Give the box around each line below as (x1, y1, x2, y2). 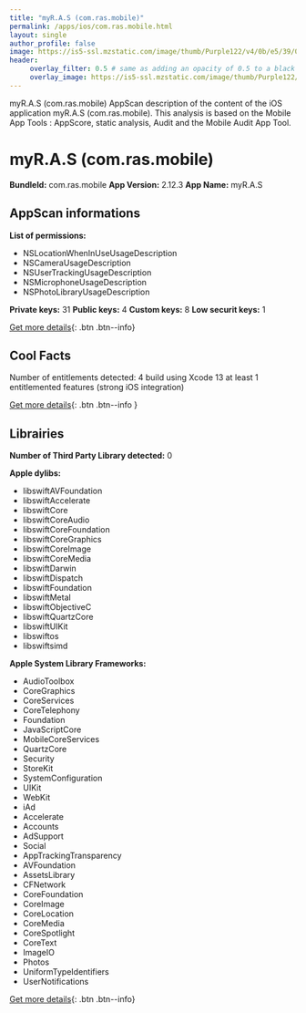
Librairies (9, 426, 65, 441)
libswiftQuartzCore (22, 612, 94, 623)
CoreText (22, 937, 57, 948)
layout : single (9, 30, 67, 39)
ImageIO (22, 947, 55, 958)
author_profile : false (9, 38, 96, 48)
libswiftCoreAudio (22, 514, 90, 525)
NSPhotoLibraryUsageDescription (22, 286, 150, 297)
